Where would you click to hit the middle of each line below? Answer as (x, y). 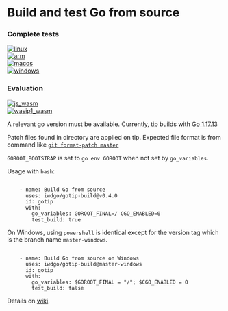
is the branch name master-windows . (58, 239)
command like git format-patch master (63, 145)
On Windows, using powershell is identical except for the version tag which (113, 232)
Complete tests (33, 34)
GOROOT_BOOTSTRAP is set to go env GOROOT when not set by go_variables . (108, 158)
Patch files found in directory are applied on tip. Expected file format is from (114, 137)
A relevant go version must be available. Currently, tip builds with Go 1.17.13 (112, 124)
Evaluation (25, 88)
